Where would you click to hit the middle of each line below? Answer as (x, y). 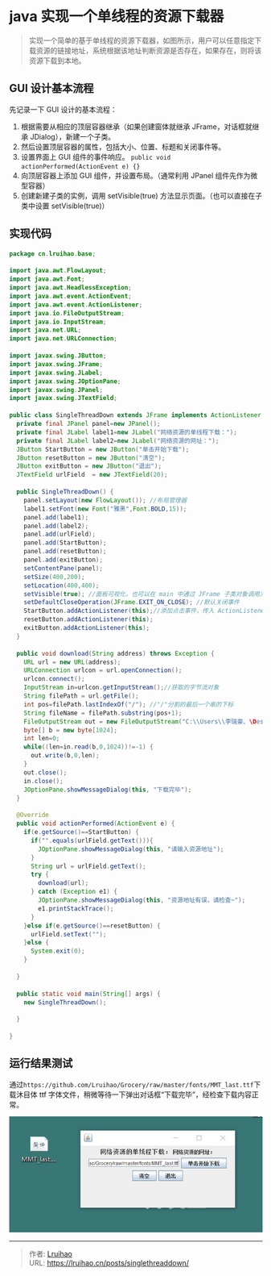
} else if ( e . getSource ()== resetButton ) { (92, 926)
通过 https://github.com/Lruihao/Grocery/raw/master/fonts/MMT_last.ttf (131, 1084)
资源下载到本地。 (57, 60)
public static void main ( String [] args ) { (88, 994)
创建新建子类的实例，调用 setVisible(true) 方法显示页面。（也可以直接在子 (141, 195)
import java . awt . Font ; (47, 279)
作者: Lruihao (51, 1254)
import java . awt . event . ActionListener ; (76, 304)
